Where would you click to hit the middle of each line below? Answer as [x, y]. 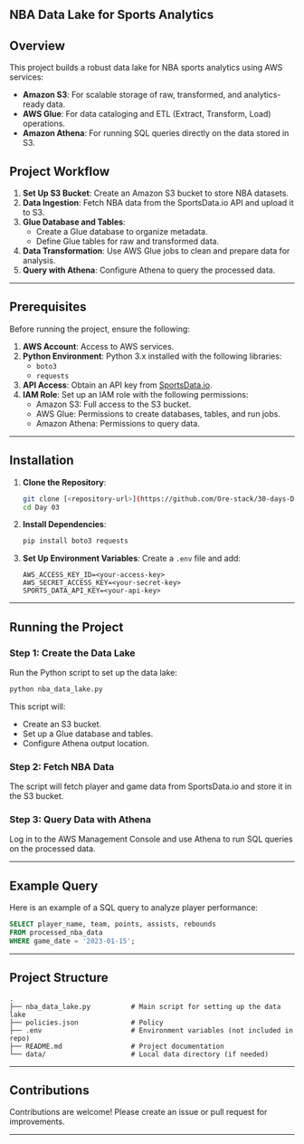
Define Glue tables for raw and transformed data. [128, 241]
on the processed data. [53, 849]
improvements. [37, 1121]
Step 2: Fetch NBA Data [62, 766]
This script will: [38, 707]
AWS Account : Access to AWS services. [98, 346]
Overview [38, 46]
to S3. [33, 213]
